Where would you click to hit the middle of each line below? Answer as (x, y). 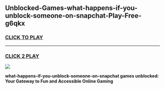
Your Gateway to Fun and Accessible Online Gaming (59, 81)
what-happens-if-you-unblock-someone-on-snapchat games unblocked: (82, 76)
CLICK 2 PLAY (22, 56)
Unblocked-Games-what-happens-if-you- (71, 8)
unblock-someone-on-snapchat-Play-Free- (73, 16)
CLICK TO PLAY (24, 37)
